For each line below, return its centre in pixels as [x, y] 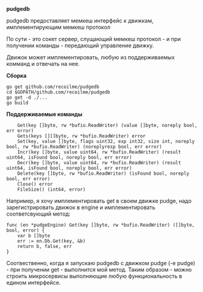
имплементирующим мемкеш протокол [59, 27]
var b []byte [34, 236]
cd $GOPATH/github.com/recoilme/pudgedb [59, 92]
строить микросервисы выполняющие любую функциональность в [94, 276]
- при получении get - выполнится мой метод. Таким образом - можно [99, 269]
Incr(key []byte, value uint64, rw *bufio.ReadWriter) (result [99, 152]
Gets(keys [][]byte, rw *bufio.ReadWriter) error [82, 136]
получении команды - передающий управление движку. [80, 46]
